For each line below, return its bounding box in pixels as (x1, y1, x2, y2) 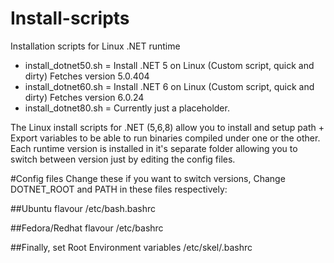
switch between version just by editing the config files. (10, 153, 236, 165)
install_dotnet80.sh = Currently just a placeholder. (24, 102, 230, 114)
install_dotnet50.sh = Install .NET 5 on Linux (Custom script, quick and (24, 59, 315, 71)
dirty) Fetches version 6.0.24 (24, 91, 145, 103)
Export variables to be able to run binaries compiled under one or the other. (10, 132, 321, 144)
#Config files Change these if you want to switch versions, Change (10, 172, 286, 184)
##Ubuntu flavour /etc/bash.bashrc (10, 202, 157, 214)
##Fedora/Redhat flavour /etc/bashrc (10, 222, 164, 234)
